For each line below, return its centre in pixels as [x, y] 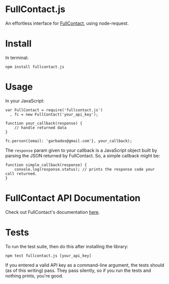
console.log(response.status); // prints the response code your [85, 169]
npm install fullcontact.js [35, 67]
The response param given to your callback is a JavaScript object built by [81, 150]
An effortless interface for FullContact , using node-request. [67, 23]
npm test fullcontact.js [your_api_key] [49, 256]
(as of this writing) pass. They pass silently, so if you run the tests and [78, 270]
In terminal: [17, 58]
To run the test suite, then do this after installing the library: [67, 246]
